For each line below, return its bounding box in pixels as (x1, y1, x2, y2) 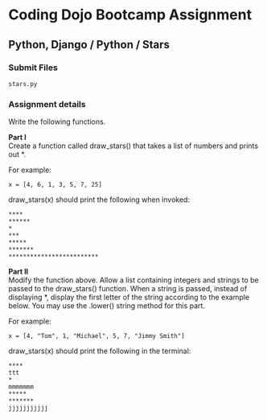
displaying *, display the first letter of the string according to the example (8, 292, 250, 303)
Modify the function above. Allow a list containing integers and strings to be (8, 275, 259, 285)
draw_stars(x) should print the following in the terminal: (8, 346, 191, 356)
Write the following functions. (8, 117, 106, 126)
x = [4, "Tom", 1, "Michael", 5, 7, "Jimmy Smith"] (8, 332, 185, 340)
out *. (8, 150, 27, 159)
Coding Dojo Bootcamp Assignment (8, 6, 252, 24)
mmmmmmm (8, 383, 35, 391)
